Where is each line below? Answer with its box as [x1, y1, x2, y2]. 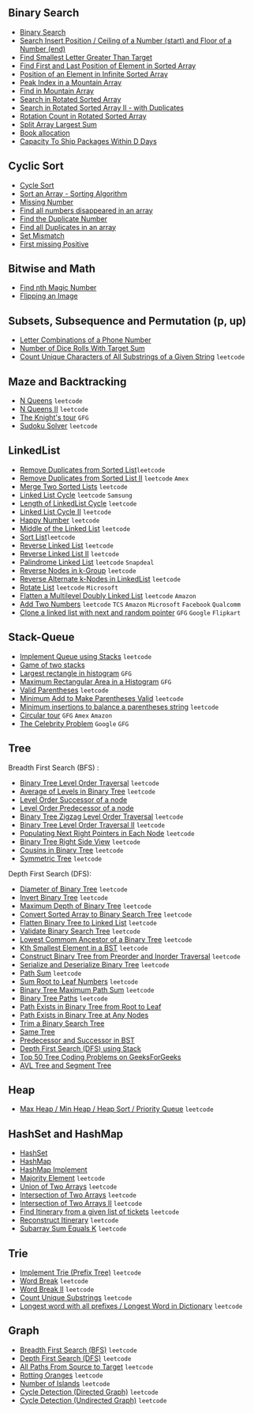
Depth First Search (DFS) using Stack [19, 1043, 142, 1053]
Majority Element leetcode [19, 1174, 106, 1183]
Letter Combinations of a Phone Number [19, 335, 151, 345]
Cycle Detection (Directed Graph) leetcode [19, 1387, 159, 1396]
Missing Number [19, 197, 73, 206]
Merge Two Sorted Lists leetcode [19, 481, 128, 491]
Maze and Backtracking [8, 375, 127, 388]
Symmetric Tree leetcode [19, 853, 103, 863]
